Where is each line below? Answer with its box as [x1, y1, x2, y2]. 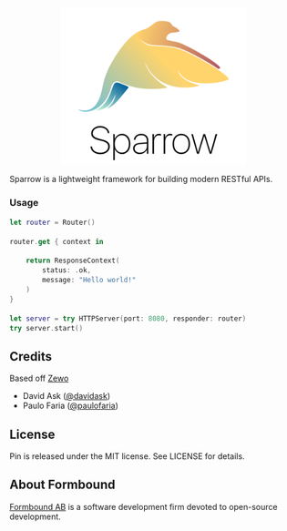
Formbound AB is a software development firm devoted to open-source [9, 501, 278, 512]
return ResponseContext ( [26, 256, 120, 266]
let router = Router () [9, 218, 96, 227]
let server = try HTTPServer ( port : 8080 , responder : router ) [9, 313, 247, 323]
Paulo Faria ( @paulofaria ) [22, 400, 118, 412]
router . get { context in [9, 237, 104, 246]
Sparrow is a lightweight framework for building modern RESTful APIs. [9, 173, 273, 184]
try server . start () [9, 323, 84, 332]
